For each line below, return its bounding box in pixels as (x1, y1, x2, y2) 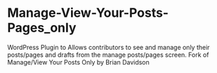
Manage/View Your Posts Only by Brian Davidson (7, 58, 150, 66)
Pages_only (7, 20, 77, 36)
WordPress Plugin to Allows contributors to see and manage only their (7, 43, 210, 51)
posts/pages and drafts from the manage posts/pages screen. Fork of (7, 51, 209, 59)
